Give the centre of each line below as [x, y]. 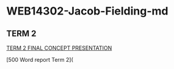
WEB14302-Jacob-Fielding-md [87, 11]
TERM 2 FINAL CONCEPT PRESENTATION [59, 48]
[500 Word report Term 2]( [40, 60]
